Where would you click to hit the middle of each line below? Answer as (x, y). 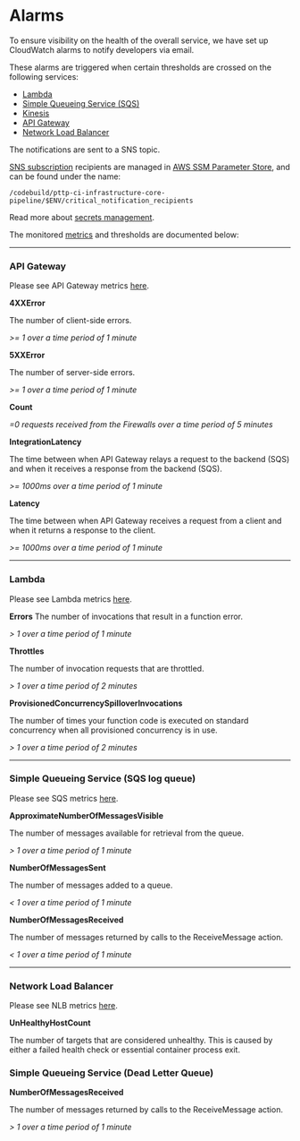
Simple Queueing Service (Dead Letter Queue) (112, 1073)
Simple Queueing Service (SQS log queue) (103, 778)
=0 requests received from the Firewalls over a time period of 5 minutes (142, 425)
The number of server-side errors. (72, 373)
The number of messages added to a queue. (91, 885)
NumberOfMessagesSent (58, 867)
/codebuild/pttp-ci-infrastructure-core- (87, 193)
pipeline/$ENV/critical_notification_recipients (101, 201)
